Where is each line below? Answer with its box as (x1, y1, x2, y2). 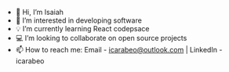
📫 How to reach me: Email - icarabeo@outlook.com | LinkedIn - (15, 45, 223, 54)
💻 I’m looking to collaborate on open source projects (15, 34, 187, 42)
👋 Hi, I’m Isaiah (15, 8, 64, 16)
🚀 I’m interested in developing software (15, 16, 143, 25)
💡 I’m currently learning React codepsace (15, 24, 151, 33)
